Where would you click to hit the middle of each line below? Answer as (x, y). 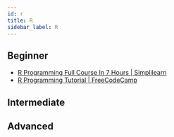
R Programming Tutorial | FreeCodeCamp (77, 80)
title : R (20, 20)
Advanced (31, 126)
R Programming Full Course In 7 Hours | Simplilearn (92, 73)
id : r (15, 14)
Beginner (28, 55)
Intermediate (36, 102)
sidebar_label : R (33, 27)
